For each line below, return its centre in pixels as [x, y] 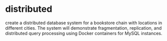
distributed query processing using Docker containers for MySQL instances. [84, 33]
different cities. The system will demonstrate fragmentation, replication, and [83, 28]
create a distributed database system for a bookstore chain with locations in [84, 23]
